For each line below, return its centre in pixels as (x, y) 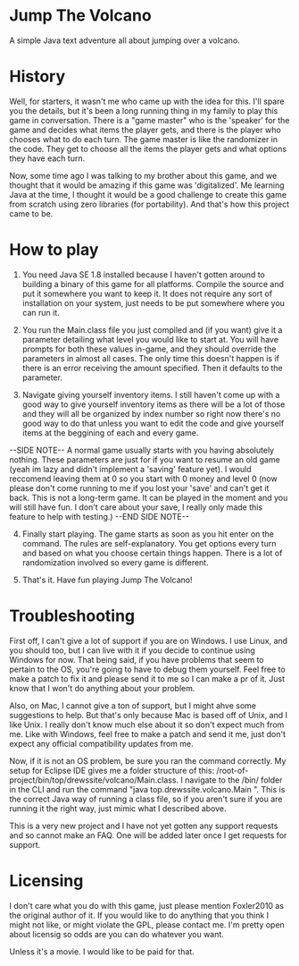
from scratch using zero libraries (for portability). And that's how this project (149, 204)
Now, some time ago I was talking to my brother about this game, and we (143, 175)
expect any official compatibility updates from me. (101, 743)
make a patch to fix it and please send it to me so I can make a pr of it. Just (147, 678)
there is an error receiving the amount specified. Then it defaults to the (152, 368)
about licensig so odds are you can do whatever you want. (117, 934)
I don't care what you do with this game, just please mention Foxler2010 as (146, 905)
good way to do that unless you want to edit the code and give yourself (153, 423)
